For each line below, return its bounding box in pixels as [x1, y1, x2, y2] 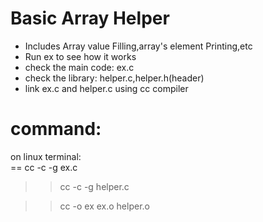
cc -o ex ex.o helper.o [59, 200, 150, 212]
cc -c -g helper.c [59, 180, 130, 192]
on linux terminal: [10, 150, 82, 162]
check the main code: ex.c [24, 61, 135, 73]
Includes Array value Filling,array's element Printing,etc [24, 40, 253, 52]
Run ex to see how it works [24, 50, 137, 62]
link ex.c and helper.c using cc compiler [24, 82, 189, 94]
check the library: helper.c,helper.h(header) [24, 72, 205, 84]
